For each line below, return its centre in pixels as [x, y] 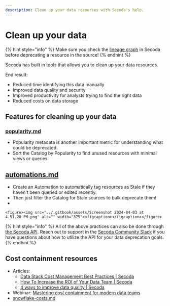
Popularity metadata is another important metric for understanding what [88, 142]
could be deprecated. [35, 148]
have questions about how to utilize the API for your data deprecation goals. [84, 237]
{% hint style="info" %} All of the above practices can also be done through [84, 226]
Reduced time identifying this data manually [58, 84]
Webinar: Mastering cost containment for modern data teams [76, 292]
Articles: [21, 271]
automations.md [32, 175]
